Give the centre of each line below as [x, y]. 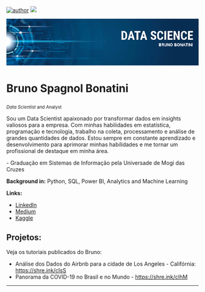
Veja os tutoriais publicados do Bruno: [54, 252]
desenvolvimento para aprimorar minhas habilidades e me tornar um [92, 144]
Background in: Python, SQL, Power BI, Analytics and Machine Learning [97, 181]
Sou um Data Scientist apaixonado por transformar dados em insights [94, 119]
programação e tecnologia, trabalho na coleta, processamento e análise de [101, 132]
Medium [26, 212]
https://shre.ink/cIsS [41, 271]
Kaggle [24, 218]
